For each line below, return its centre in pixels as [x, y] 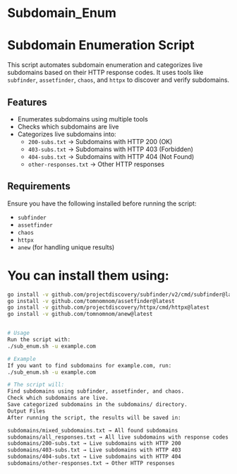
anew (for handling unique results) [66, 247]
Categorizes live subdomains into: [67, 134]
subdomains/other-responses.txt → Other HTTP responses [91, 463]
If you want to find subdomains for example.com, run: [90, 365]
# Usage [19, 333]
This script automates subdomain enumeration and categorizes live [105, 65]
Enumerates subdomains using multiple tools [83, 119]
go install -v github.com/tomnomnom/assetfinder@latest [91, 301]
